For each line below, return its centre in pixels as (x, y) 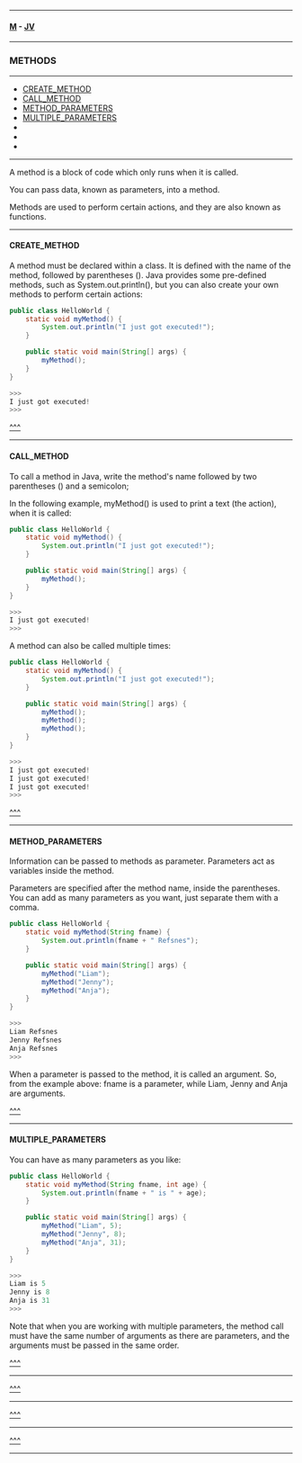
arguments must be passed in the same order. (94, 1345)
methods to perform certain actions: (76, 294)
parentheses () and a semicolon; (69, 486)
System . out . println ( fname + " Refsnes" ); (120, 941)
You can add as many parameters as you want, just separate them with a (144, 898)
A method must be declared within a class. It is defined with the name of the (150, 265)
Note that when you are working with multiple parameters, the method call (147, 1326)
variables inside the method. (62, 871)
